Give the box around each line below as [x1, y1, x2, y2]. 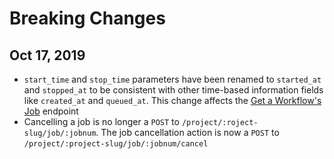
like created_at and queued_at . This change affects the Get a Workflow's [23, 95, 322, 106]
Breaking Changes [9, 7, 166, 30]
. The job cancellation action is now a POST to [95, 127, 280, 138]
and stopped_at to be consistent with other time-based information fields [23, 84, 324, 96]
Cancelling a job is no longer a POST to [23, 116, 180, 127]
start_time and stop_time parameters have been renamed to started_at [23, 73, 322, 85]
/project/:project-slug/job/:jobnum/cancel [23, 139, 209, 149]
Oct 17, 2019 [9, 47, 86, 64]
